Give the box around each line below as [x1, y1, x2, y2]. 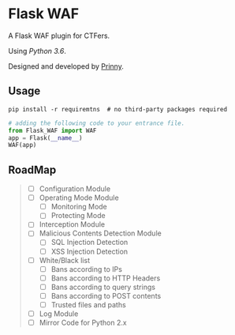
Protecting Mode [50, 211, 106, 220]
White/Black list [39, 255, 91, 265]
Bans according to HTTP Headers [50, 273, 161, 283]
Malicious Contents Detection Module [39, 228, 162, 238]
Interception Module [39, 220, 106, 229]
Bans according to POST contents [50, 291, 162, 300]
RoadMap [8, 163, 57, 176]
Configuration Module [39, 184, 111, 194]
